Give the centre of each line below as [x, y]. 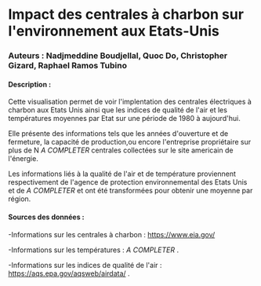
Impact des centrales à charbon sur [126, 15]
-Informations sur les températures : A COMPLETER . [93, 250]
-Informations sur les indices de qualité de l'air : [85, 265]
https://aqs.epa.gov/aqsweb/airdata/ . [69, 273]
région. [20, 199]
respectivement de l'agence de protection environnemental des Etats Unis [128, 182]
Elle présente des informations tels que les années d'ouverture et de [118, 134]
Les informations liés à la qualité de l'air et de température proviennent [122, 174]
